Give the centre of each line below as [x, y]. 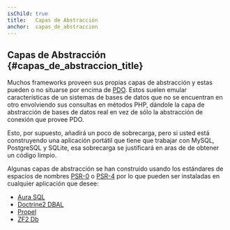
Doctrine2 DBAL [40, 205]
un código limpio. [32, 155]
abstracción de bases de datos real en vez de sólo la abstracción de [105, 112]
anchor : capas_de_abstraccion [53, 26]
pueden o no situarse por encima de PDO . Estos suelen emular [97, 90]
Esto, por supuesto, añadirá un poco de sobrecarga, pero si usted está [108, 133]
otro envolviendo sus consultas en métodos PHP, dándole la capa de [106, 105]
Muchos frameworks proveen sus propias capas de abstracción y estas [110, 83]
